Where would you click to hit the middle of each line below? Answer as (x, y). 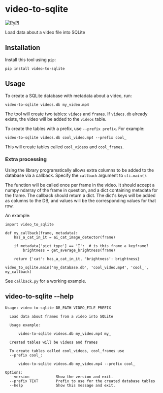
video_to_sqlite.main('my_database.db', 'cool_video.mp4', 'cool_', (77, 267)
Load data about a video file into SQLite (45, 32)
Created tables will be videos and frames (54, 342)
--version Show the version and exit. (61, 377)
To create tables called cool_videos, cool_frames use (67, 351)
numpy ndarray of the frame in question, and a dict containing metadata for (81, 190)
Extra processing (26, 160)
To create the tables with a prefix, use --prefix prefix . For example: (75, 129)
